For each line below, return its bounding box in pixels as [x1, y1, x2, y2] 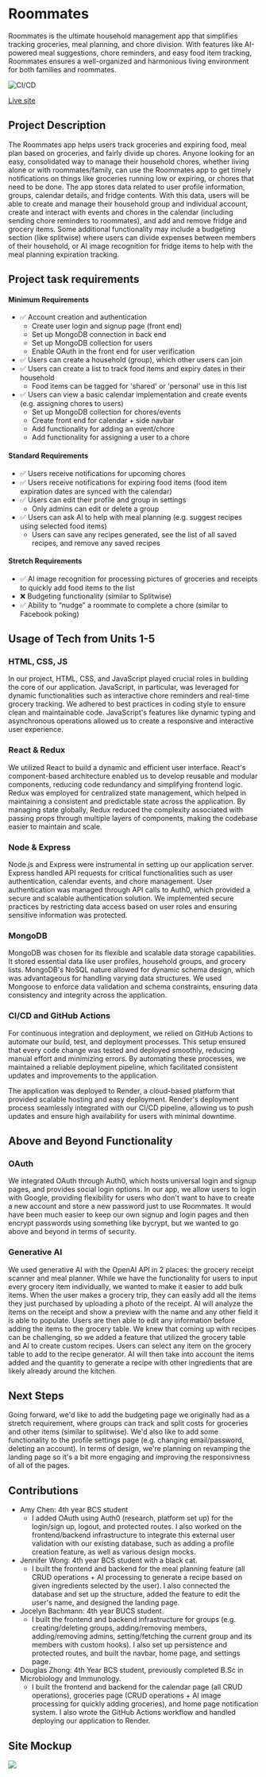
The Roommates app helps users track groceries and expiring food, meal [8, 140, 247, 149]
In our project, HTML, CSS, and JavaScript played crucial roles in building [8, 674, 249, 683]
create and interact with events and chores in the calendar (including [8, 207, 233, 217]
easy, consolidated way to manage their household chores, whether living [8, 157, 250, 166]
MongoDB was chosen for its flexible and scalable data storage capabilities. [8, 948, 256, 958]
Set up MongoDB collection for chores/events [31, 407, 181, 417]
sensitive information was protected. [8, 911, 128, 920]
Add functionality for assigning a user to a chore [31, 432, 190, 442]
